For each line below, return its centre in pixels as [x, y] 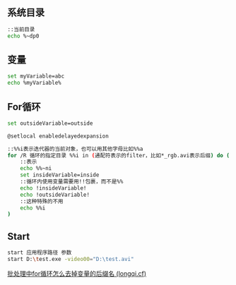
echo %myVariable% [34, 83]
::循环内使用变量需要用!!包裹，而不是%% [72, 182]
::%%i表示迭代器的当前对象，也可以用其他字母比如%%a [75, 149]
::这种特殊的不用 [42, 201]
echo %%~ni [36, 169]
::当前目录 [21, 29]
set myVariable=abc [36, 76]
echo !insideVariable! [53, 188]
